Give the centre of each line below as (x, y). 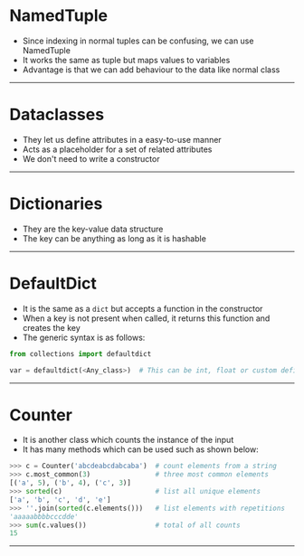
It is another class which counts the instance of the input (128, 440)
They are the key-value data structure (93, 229)
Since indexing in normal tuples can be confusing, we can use (138, 41)
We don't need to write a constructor (91, 158)
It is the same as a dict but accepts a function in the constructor (142, 308)
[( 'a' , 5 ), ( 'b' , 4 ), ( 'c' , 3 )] (70, 483)
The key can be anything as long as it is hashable (114, 238)
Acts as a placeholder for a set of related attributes (117, 149)
